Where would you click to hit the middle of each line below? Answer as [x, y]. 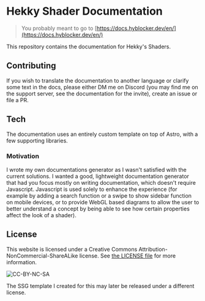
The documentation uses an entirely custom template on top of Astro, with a [102, 134]
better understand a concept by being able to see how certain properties [98, 209]
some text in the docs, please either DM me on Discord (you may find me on [102, 87]
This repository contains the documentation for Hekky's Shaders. [89, 46]
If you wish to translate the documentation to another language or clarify [98, 80]
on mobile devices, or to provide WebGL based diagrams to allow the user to [103, 202]
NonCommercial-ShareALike [42, 256]
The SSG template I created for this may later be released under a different [100, 286]
